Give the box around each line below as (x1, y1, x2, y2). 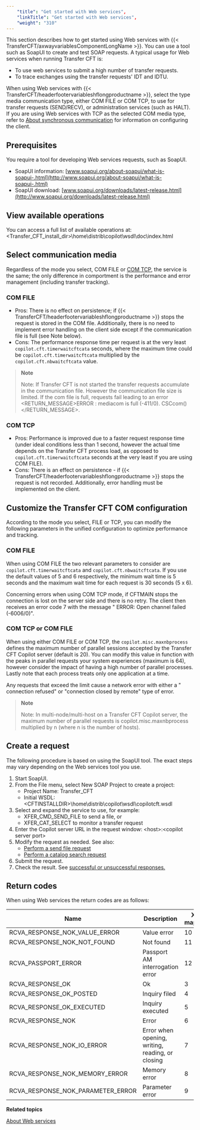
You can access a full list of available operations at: (6, 226, 132, 233)
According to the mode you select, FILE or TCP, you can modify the (6, 519, 171, 526)
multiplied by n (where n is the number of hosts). (20, 724, 140, 731)
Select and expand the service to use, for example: (14, 806, 140, 813)
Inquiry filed (142, 990, 176, 998)
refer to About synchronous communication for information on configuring (6, 117, 189, 124)
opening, (142, 1034, 167, 1042)
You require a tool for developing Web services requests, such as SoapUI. (6, 156, 187, 163)
